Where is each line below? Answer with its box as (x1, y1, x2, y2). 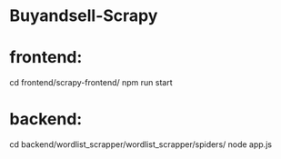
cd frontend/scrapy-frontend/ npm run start (9, 77, 173, 88)
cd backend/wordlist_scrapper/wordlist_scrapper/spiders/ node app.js (9, 139, 273, 150)
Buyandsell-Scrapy (9, 5, 158, 26)
